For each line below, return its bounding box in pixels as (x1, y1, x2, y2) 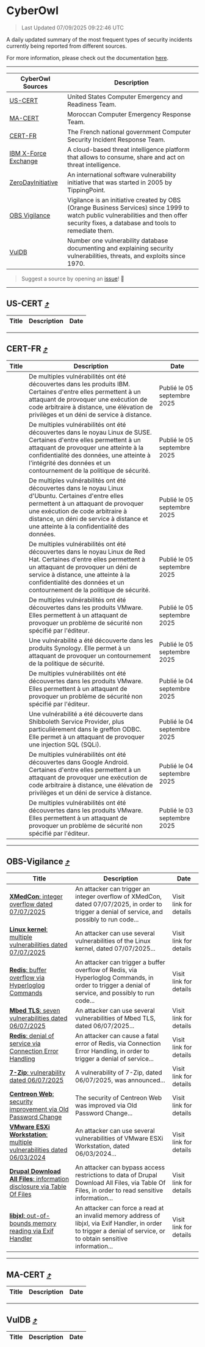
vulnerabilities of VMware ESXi (75, 1134, 164, 1143)
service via (9, 1039, 41, 1048)
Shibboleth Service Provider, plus (28, 717, 124, 726)
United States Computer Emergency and (67, 92, 183, 101)
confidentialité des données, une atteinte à (28, 451, 151, 459)
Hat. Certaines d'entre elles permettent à (28, 555, 145, 563)
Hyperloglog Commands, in (75, 974, 154, 982)
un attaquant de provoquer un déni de (28, 563, 137, 571)
